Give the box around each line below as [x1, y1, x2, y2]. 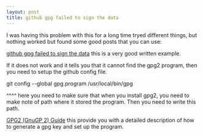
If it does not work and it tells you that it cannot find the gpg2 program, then [6, 62, 197, 69]
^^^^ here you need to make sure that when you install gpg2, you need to [6, 91, 190, 99]
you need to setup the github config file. [6, 68, 108, 75]
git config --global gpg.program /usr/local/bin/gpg [6, 80, 133, 87]
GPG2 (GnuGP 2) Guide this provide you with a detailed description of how [6, 116, 194, 124]
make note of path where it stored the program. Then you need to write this [6, 98, 196, 106]
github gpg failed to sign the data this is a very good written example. [6, 49, 182, 57]
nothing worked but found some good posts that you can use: [6, 38, 162, 45]
